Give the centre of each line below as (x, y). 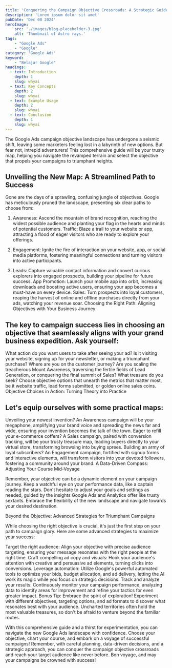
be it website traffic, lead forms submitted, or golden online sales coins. (81, 386)
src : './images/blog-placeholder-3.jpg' (58, 29)
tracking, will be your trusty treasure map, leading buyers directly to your (82, 442)
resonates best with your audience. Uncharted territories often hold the (80, 607)
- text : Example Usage (34, 100)
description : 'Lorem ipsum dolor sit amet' (52, 15)
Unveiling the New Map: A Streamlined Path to (80, 177)
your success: (20, 537)
